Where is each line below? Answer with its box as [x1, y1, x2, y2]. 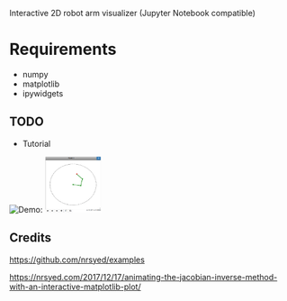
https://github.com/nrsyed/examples [9, 254, 146, 265]
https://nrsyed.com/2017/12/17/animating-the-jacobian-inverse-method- [9, 271, 278, 282]
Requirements [9, 40, 117, 59]
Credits [9, 230, 52, 246]
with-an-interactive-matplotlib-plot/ [9, 281, 141, 292]
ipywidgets [22, 87, 64, 98]
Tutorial [22, 138, 51, 149]
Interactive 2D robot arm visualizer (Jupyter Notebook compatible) [9, 8, 256, 18]
